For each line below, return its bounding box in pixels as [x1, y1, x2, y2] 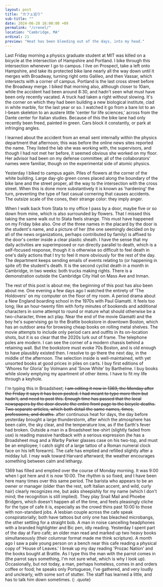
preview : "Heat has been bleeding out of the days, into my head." [5, 39, 145, 44]
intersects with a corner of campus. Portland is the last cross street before [5, 78, 154, 84]
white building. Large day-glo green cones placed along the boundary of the [5, 175, 158, 181]
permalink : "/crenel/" [5, 25, 51, 30]
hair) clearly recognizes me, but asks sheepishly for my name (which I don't [5, 488, 157, 494]
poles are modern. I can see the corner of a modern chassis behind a [5, 339, 144, 345]
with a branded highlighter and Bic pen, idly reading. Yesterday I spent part [5, 524, 155, 530]
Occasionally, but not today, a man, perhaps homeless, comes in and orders [5, 561, 157, 567]
